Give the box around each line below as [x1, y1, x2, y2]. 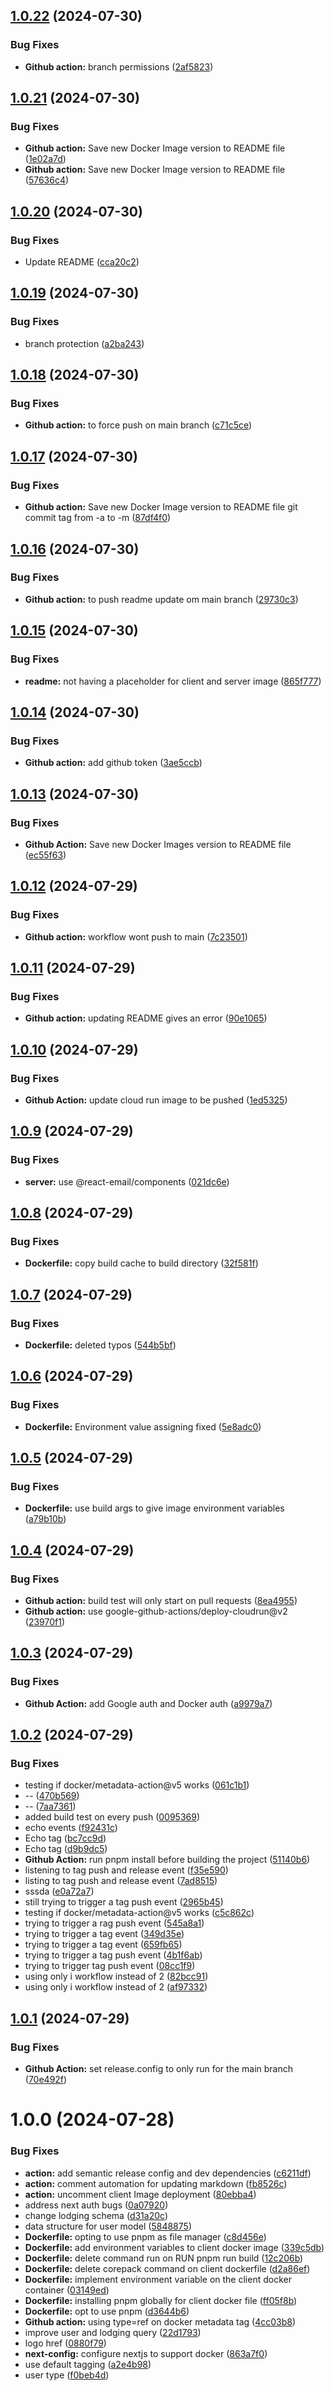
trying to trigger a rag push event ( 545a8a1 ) [24, 1917, 205, 1929]
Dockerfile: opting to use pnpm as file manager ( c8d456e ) [24, 2230, 267, 2243]
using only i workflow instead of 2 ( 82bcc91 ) [24, 1970, 209, 1983]
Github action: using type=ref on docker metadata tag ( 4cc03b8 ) [24, 2315, 297, 2328]
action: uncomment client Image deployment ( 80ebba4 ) [24, 2188, 257, 2200]
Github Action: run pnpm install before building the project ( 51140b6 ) [24, 1854, 311, 1866]
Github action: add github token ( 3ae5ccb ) [24, 757, 203, 769]
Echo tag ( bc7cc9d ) [24, 1832, 107, 1844]
